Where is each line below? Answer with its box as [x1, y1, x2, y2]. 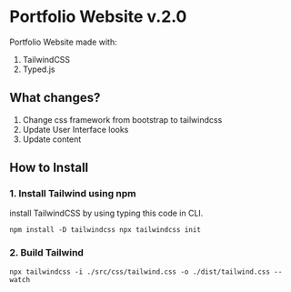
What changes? [9, 90, 101, 106]
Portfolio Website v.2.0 [9, 6, 187, 27]
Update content [22, 134, 82, 145]
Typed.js [22, 64, 55, 75]
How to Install [9, 160, 89, 176]
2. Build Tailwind [9, 247, 85, 259]
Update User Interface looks [22, 124, 129, 135]
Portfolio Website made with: [9, 36, 117, 47]
